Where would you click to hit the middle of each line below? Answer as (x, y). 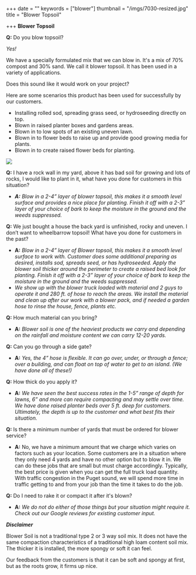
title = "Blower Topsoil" (34, 15)
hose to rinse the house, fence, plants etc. (65, 306)
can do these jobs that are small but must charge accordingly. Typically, (101, 466)
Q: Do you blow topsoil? (35, 37)
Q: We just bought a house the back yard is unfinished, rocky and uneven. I (97, 226)
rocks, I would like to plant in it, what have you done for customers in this (94, 179)
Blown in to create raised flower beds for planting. (75, 150)
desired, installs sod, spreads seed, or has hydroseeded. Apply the (95, 263)
